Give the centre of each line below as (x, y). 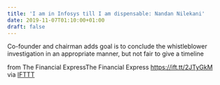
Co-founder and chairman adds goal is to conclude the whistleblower (108, 47)
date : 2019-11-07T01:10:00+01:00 (56, 20)
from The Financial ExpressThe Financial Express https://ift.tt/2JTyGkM (110, 68)
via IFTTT (21, 75)
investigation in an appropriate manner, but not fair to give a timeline (106, 54)
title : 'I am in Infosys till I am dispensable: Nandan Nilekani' (106, 14)
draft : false (26, 26)
